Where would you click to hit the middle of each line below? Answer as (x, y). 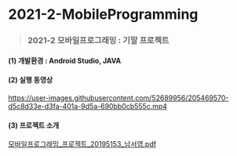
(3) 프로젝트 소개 (34, 125)
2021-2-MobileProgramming (103, 15)
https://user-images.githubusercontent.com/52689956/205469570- (118, 98)
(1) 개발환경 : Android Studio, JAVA (65, 60)
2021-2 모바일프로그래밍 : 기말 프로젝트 (98, 41)
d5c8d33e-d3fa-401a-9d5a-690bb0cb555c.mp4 (88, 106)
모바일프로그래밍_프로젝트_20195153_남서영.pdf (82, 144)
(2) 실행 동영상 (31, 80)
